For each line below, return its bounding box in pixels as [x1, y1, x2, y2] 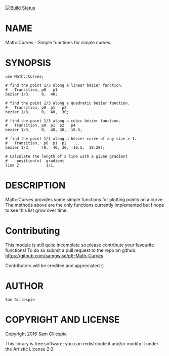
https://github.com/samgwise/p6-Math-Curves [5, 252, 104, 258]
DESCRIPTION [5, 180, 66, 191]
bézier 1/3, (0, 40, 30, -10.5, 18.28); [5, 145, 105, 150]
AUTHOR [5, 280, 44, 292]
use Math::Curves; [5, 74, 44, 79]
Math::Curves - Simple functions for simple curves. [5, 39, 112, 45]
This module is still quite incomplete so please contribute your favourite [5, 242, 154, 248]
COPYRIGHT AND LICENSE [5, 314, 120, 325]
